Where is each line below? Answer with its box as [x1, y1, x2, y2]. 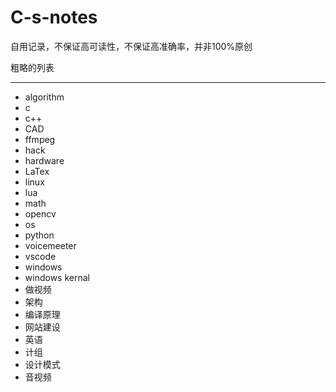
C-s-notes [10, 6, 98, 29]
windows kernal [24, 271, 90, 283]
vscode [24, 250, 57, 262]
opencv [24, 207, 57, 220]
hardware [24, 154, 65, 166]
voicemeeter [24, 239, 77, 251]
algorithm [24, 91, 65, 103]
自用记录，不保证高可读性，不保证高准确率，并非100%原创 [10, 40, 253, 52]
